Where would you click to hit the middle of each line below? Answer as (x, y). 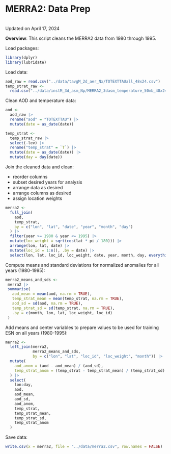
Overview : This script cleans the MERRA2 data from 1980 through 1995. (81, 38)
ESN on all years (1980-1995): (36, 333)
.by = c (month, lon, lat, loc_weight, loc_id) (62, 313)
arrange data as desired (38, 188)
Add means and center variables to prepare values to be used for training (82, 327)
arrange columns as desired (42, 193)
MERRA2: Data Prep (48, 9)
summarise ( (19, 289)
